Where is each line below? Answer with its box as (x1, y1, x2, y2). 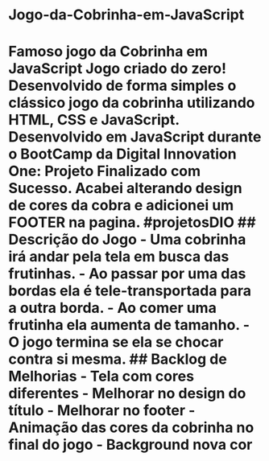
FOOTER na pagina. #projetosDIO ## (8, 213, 256, 232)
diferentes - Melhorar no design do (8, 385, 246, 403)
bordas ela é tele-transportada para (8, 282, 252, 300)
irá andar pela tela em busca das (8, 248, 230, 266)
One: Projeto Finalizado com (8, 163, 201, 180)
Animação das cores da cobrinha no (8, 418, 255, 437)
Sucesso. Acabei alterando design (8, 179, 243, 198)
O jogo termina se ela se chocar (8, 333, 224, 352)
